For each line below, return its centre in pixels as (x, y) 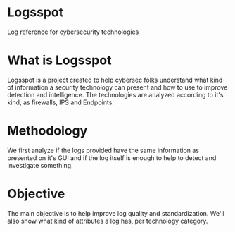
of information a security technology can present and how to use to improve (118, 87)
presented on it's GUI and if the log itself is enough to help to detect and (112, 158)
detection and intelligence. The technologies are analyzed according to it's (115, 94)
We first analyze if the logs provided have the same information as (103, 150)
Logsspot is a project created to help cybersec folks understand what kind (115, 80)
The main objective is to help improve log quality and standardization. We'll (116, 213)
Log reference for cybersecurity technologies (73, 32)
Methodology (47, 131)
